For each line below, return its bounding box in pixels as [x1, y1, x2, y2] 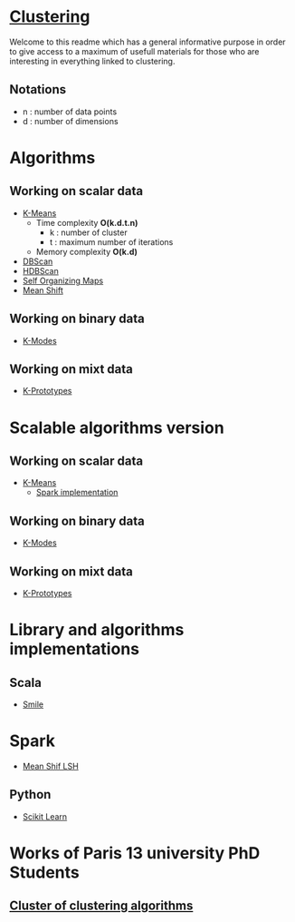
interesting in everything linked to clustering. [9, 55, 176, 66]
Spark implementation [35, 487, 119, 498]
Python [9, 787, 52, 802]
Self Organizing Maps [22, 275, 104, 286]
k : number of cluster [49, 227, 128, 238]
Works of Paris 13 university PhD [9, 842, 261, 863]
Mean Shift [22, 284, 63, 296]
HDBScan [22, 265, 59, 276]
